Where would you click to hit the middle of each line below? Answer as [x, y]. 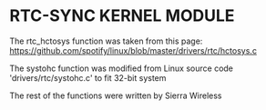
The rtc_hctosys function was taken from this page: [106, 41]
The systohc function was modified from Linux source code [122, 68]
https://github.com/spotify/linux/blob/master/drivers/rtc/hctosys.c [133, 50]
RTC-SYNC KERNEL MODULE [122, 16]
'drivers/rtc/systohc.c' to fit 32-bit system [88, 77]
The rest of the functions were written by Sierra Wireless [116, 95]
